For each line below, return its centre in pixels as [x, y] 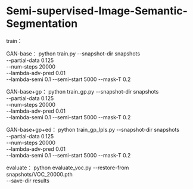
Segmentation [42, 24]
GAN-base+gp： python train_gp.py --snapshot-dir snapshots [83, 91]
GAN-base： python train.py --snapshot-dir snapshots [73, 53]
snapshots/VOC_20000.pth [39, 174]
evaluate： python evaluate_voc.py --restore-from [68, 168]
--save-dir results [28, 181]
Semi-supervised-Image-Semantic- [97, 11]
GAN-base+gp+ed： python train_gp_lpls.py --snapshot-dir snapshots [93, 129]
